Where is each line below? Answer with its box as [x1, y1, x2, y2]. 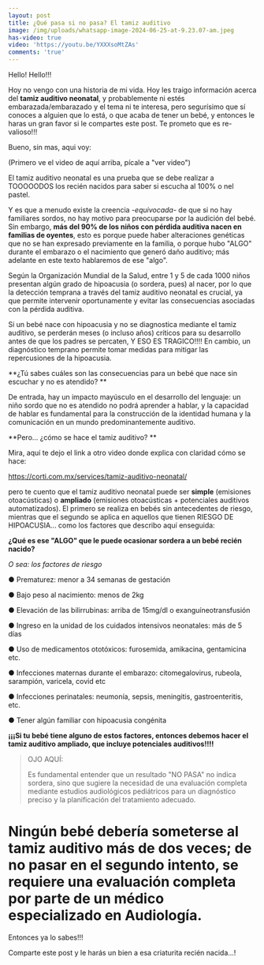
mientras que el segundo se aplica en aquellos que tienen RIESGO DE [8, 513, 234, 521]
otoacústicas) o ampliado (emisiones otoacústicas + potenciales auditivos [8, 495, 250, 505]
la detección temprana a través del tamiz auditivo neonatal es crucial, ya [8, 287, 243, 297]
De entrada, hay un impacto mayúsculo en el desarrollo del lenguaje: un [8, 392, 242, 401]
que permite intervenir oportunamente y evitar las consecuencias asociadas [8, 296, 255, 305]
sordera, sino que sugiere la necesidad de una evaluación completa [27, 779, 247, 787]
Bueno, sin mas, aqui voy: [8, 143, 92, 152]
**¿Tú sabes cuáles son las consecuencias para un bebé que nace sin [8, 369, 238, 377]
